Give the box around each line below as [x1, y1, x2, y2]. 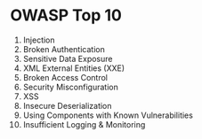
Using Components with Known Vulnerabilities [22, 110, 194, 120]
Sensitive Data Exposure [22, 53, 113, 64]
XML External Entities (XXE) [22, 63, 125, 73]
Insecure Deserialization [22, 100, 112, 111]
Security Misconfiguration [22, 81, 118, 92]
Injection [22, 35, 56, 45]
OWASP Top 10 [10, 5, 123, 26]
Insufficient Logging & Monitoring [22, 119, 146, 129]
